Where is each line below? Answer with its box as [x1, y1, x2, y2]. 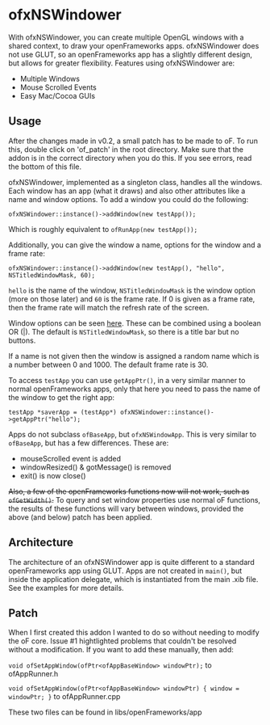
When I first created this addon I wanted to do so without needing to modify [8, 628, 260, 638]
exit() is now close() [19, 470, 86, 480]
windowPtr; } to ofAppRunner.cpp [8, 692, 121, 702]
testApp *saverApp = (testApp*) [8, 408, 117, 416]
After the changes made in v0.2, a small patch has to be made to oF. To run [8, 136, 258, 145]
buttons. [8, 335, 36, 345]
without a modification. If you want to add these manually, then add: [8, 645, 234, 655]
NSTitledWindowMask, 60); [8, 271, 95, 280]
